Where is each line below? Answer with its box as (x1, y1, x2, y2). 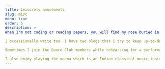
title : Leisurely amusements (5, 7, 65, 12)
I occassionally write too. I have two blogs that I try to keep (5, 39, 141, 44)
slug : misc (5, 12, 27, 17)
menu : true (5, 16, 27, 21)
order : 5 (5, 21, 23, 26)
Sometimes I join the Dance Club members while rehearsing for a (5, 47, 141, 52)
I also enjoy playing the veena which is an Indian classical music (5, 56, 148, 61)
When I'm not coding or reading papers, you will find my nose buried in (5, 30, 160, 35)
